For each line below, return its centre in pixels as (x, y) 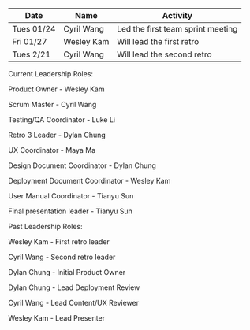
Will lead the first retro (158, 41)
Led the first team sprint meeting (177, 29)
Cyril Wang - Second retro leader (62, 257)
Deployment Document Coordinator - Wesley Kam (90, 181)
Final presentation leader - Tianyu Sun (70, 211)
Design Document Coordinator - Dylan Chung (82, 165)
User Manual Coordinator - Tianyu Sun (71, 196)
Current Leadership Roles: (50, 74)
